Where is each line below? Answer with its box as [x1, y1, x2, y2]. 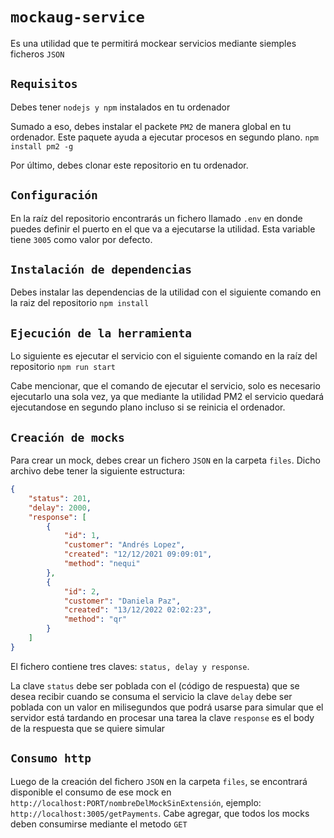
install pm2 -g [10, 141, 74, 152]
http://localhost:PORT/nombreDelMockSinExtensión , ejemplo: [10, 796, 262, 808]
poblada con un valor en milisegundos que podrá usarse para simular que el [10, 701, 324, 713]
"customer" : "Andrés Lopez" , [63, 540, 186, 550]
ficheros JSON [10, 48, 65, 60]
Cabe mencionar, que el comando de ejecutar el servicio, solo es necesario [10, 380, 321, 392]
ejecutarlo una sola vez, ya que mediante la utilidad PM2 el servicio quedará [10, 391, 325, 403]
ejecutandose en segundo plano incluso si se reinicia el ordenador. [10, 401, 286, 413]
